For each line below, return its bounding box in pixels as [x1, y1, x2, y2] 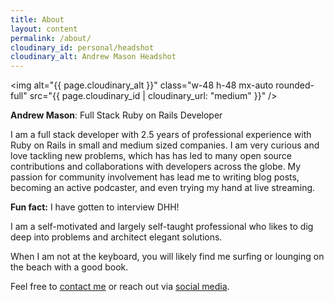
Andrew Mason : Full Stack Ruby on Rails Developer [10, 109, 223, 121]
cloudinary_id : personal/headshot [10, 42, 155, 53]
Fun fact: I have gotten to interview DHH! [10, 201, 180, 213]
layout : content [10, 24, 78, 34]
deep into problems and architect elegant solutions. [10, 231, 223, 243]
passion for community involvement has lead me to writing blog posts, [10, 171, 300, 183]
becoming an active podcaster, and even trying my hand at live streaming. [10, 182, 316, 194]
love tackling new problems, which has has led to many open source [10, 150, 293, 162]
